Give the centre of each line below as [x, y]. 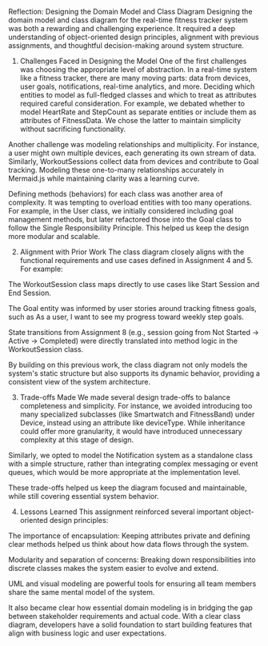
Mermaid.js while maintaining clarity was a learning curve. [104, 178]
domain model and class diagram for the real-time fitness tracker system [128, 20]
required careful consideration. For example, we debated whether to [132, 104]
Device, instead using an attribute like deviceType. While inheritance [132, 423]
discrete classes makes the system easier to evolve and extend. [114, 568]
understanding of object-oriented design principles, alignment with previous [134, 37]
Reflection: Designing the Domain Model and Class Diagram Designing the [130, 12]
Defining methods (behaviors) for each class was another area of [116, 194]
